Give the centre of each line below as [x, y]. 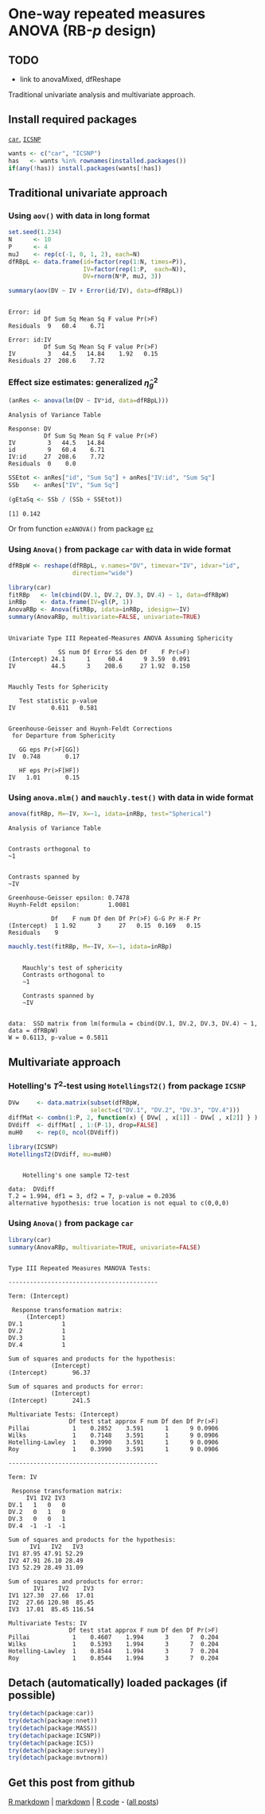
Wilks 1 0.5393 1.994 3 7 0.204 [113, 1645]
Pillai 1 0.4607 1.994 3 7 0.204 [113, 1637]
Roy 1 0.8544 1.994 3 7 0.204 [113, 1658]
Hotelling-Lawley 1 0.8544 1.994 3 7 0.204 [113, 1652]
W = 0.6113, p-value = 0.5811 [58, 1038]
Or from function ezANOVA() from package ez [81, 528]
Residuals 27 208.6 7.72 [57, 361]
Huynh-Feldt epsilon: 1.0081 [69, 905]
